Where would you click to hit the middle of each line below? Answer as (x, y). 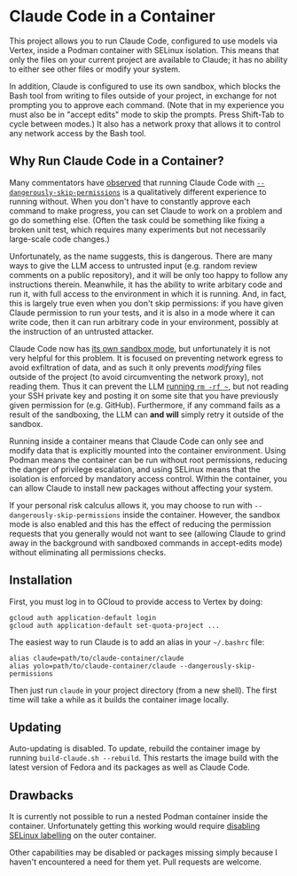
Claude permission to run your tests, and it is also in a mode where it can (142, 313)
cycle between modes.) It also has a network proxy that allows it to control (145, 124)
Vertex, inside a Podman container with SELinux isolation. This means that (144, 50)
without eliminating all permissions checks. (88, 552)
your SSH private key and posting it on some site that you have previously (144, 395)
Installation (41, 581)
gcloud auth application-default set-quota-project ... (114, 625)
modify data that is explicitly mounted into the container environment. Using (148, 450)
